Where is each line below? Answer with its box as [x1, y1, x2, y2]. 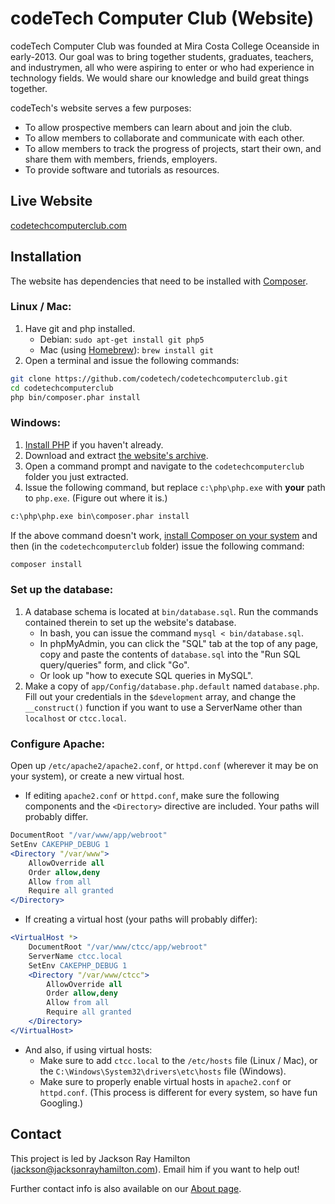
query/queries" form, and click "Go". [39, 658, 190, 671]
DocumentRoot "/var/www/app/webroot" [10, 830, 168, 841]
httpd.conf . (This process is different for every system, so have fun [39, 1086, 318, 1098]
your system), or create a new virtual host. [10, 770, 185, 782]
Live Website [10, 193, 93, 210]
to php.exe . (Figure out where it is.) [24, 492, 168, 504]
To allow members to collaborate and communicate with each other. [24, 132, 305, 144]
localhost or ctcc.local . [24, 712, 127, 724]
